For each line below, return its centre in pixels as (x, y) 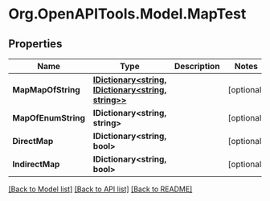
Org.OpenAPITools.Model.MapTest (127, 14)
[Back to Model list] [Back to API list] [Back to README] (100, 189)
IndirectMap (36, 164)
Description (197, 66)
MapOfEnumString (49, 118)
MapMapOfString (46, 90)
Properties (35, 44)
